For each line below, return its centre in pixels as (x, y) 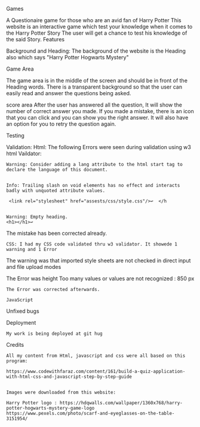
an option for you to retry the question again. (61, 124)
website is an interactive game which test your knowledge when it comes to (99, 27)
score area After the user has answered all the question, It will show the (94, 105)
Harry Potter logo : (32, 403)
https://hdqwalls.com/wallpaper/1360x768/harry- (121, 403)
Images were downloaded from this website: (61, 392)
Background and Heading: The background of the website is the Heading (96, 51)
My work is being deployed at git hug (54, 334)
